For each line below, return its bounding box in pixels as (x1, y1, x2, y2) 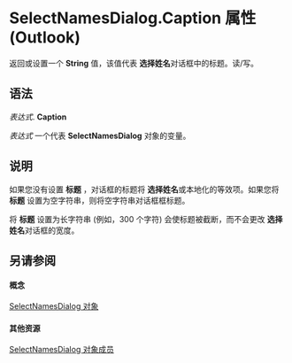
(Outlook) (9, 27, 81, 48)
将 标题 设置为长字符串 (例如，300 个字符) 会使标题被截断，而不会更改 (9, 213, 265, 224)
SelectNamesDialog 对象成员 (9, 344, 115, 355)
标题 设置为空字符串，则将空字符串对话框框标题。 (9, 195, 190, 205)
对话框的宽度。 (25, 225, 80, 236)
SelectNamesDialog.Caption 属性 (9, 8, 257, 28)
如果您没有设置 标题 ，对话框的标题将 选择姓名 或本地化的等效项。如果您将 (9, 183, 280, 195)
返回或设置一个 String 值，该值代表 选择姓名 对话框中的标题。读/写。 (9, 58, 259, 68)
